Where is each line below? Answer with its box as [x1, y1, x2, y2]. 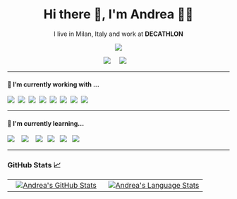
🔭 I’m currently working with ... [7, 80, 100, 89]
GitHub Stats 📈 [7, 160, 61, 170]
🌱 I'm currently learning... [7, 119, 85, 127]
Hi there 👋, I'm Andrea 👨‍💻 [43, 6, 194, 23]
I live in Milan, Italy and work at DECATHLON [54, 30, 183, 38]
